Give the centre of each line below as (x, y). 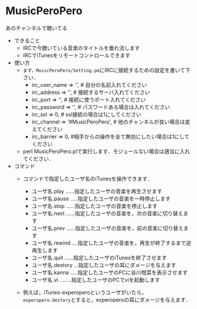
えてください (47, 129)
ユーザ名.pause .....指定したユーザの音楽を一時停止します (101, 199)
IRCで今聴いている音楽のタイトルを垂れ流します (81, 48)
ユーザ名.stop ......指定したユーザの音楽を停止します (94, 206)
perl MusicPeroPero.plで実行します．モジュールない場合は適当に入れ (106, 151)
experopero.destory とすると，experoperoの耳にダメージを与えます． (107, 300)
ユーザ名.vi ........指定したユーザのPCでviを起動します (96, 279)
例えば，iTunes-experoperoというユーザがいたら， (85, 292)
